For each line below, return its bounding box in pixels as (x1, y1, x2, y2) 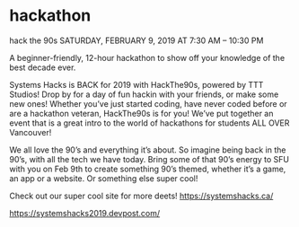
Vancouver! (9, 127, 52, 137)
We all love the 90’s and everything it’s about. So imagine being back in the (9, 144, 286, 155)
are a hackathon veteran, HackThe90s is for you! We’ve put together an (9, 108, 274, 118)
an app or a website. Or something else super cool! (9, 172, 198, 184)
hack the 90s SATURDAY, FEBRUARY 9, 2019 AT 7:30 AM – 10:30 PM (9, 35, 264, 46)
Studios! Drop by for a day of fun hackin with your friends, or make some (9, 89, 279, 100)
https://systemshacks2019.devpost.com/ (9, 207, 161, 218)
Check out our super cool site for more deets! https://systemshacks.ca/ (9, 190, 274, 201)
